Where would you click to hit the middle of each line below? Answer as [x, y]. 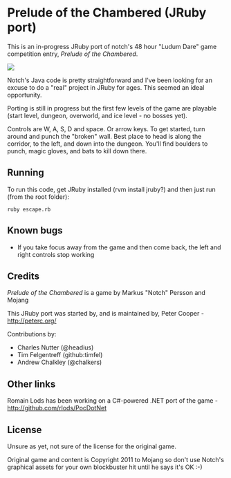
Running [26, 173]
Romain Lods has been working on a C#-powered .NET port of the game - [113, 401]
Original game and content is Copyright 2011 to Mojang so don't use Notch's [116, 460]
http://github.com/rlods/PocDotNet [57, 408]
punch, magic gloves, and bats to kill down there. [77, 151]
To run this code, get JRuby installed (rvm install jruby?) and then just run [111, 189]
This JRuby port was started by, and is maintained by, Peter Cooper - [105, 314]
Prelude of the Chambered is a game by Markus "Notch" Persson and [107, 293]
